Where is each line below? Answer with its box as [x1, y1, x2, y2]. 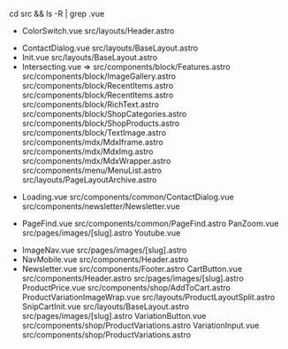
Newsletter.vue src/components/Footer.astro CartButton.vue [21, 264, 243, 274]
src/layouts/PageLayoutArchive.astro [21, 174, 157, 185]
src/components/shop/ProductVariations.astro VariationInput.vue [21, 320, 260, 330]
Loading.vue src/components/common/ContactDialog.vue [21, 191, 234, 202]
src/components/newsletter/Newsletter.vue [21, 201, 180, 212]
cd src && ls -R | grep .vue [9, 9, 105, 19]
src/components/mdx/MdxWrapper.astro [21, 156, 171, 166]
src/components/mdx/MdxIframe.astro [21, 137, 163, 147]
